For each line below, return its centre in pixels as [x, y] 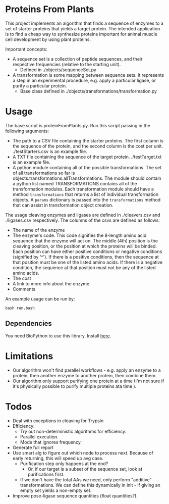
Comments [24, 289]
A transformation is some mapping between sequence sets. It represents [88, 75]
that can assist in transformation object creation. [63, 205]
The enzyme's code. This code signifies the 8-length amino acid [79, 235]
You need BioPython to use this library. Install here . [58, 336]
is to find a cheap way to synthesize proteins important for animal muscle [81, 34]
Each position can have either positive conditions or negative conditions [87, 251]
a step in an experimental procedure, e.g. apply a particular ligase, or [84, 80]
